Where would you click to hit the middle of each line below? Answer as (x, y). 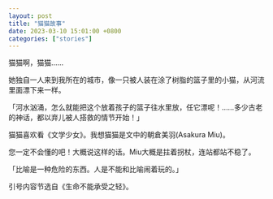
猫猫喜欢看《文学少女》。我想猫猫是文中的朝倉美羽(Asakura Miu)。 (119, 135)
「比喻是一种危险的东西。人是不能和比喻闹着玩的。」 (95, 169)
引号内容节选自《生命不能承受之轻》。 (71, 187)
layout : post (30, 16)
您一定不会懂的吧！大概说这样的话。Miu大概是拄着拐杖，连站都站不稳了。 (132, 152)
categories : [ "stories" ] (50, 39)
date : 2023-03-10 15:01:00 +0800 (65, 31)
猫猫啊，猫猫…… (36, 63)
